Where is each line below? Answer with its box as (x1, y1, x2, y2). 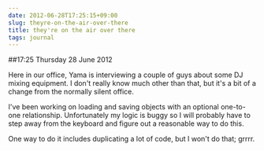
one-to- (220, 102, 246, 112)
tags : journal (8, 33, 55, 42)
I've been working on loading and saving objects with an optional (8, 102, 219, 112)
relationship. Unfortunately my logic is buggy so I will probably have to (22, 111, 251, 120)
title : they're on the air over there (8, 26, 136, 34)
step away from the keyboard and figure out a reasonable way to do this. (8, 119, 244, 128)
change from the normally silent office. (8, 87, 134, 97)
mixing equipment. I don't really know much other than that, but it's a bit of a (8, 79, 256, 88)
